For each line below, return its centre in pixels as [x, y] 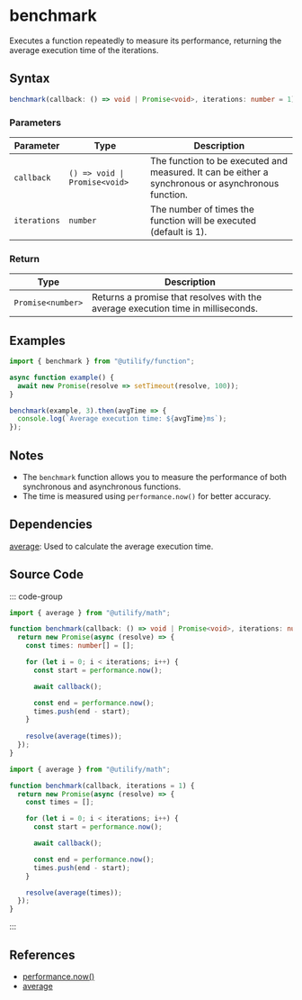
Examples [37, 340]
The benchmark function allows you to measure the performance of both [155, 477]
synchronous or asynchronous [214, 183]
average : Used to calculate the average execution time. [111, 546]
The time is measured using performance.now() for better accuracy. [147, 495]
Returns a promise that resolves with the [177, 297]
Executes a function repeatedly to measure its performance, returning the [146, 41]
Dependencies [51, 525]
